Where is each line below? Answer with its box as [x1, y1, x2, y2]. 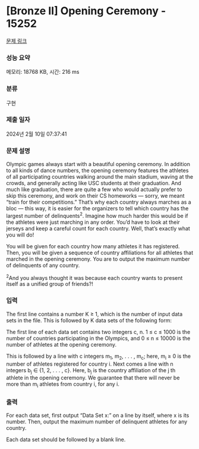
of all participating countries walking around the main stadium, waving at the [6, 173, 194, 180]
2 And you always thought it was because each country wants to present [6, 273, 183, 281]
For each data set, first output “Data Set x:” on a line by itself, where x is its [6, 412, 189, 419]
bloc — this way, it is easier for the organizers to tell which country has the [6, 205, 189, 212]
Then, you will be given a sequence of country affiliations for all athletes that [6, 249, 194, 256]
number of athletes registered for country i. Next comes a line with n [6, 360, 173, 367]
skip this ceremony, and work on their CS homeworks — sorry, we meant [6, 192, 185, 199]
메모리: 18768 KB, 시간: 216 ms [6, 68, 80, 76]
